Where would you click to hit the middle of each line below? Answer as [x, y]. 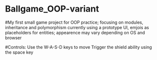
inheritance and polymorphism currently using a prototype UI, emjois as [77, 27]
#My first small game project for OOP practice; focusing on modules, [74, 22]
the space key [19, 52]
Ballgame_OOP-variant [52, 9]
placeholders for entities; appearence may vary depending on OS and [75, 32]
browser [13, 38]
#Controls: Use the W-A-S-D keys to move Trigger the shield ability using [78, 47]
